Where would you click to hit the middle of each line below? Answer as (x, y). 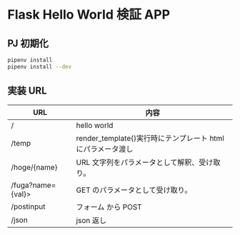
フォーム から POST (109, 206)
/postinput (28, 206)
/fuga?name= (34, 185)
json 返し (91, 220)
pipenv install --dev (40, 66)
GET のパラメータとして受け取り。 (134, 190)
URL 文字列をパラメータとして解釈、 (137, 162)
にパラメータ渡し (105, 149)
